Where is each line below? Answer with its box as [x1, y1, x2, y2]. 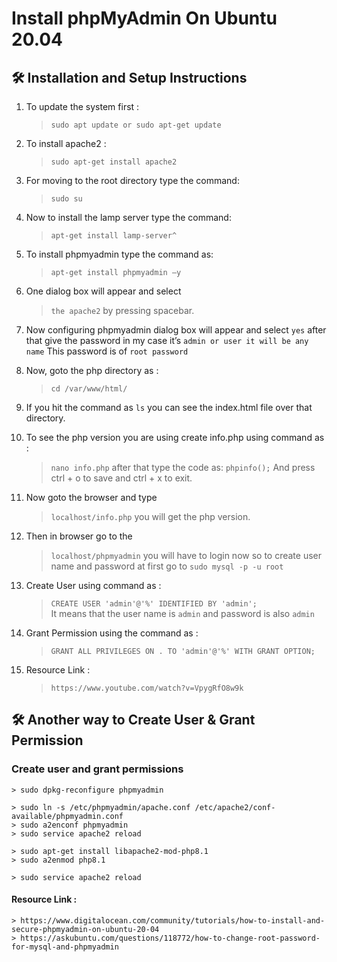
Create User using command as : [25, 580, 162, 591]
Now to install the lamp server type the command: [25, 212, 232, 223]
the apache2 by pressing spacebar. [50, 305, 195, 316]
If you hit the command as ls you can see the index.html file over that [25, 402, 313, 413]
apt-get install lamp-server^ [50, 231, 178, 241]
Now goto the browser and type [25, 492, 158, 503]
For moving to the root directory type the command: [25, 175, 240, 186]
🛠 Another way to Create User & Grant [11, 712, 256, 729]
